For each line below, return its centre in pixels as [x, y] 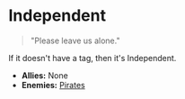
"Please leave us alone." [75, 40]
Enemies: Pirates [53, 85]
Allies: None [44, 75]
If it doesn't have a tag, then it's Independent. [92, 58]
